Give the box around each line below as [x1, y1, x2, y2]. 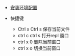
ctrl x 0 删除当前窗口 [17, 39, 61, 45]
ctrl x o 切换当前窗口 [17, 45, 61, 51]
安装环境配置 [10, 5, 37, 10]
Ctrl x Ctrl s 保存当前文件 [17, 26, 70, 32]
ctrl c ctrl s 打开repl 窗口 [17, 33, 69, 38]
